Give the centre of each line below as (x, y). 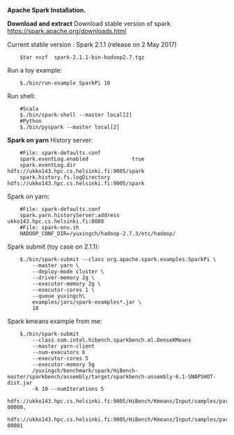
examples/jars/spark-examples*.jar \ (87, 302)
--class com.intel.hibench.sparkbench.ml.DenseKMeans (112, 340)
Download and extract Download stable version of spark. (90, 23)
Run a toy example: (35, 70)
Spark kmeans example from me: (55, 321)
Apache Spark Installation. (47, 10)
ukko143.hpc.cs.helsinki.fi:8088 (56, 221)
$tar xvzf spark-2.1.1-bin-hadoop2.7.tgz (82, 57)
